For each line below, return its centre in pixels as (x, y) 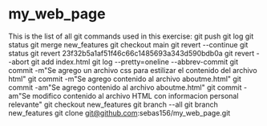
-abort (19, 62)
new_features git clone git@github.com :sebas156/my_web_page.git (119, 112)
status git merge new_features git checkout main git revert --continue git (128, 44)
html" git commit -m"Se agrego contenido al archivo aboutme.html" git (125, 79)
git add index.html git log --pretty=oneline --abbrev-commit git (135, 62)
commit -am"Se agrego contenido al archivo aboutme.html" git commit (125, 87)
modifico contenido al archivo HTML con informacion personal (135, 96)
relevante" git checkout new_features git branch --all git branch (113, 104)
